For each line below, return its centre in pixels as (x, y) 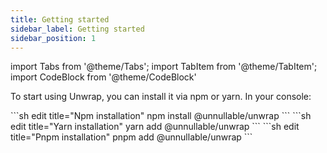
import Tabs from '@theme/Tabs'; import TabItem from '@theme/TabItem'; (164, 67)
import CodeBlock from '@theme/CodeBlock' (103, 77)
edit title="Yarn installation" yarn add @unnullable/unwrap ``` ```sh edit (155, 127)
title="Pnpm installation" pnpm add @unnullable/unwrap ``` (131, 137)
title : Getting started (60, 19)
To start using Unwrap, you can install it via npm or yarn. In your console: (161, 97)
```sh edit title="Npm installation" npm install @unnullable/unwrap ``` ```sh (161, 116)
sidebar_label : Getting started (77, 29)
